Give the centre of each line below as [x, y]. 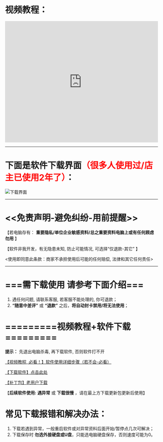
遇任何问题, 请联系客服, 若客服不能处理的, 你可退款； [65, 299]
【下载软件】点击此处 [26, 372]
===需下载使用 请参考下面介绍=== [74, 285]
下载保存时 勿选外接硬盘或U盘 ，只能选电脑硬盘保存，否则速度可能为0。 [83, 434]
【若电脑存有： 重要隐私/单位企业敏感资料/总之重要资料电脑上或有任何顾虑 [80, 232]
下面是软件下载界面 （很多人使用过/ [75, 166]
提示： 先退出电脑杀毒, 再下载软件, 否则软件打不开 [55, 351]
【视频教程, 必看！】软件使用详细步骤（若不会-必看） [58, 361]
